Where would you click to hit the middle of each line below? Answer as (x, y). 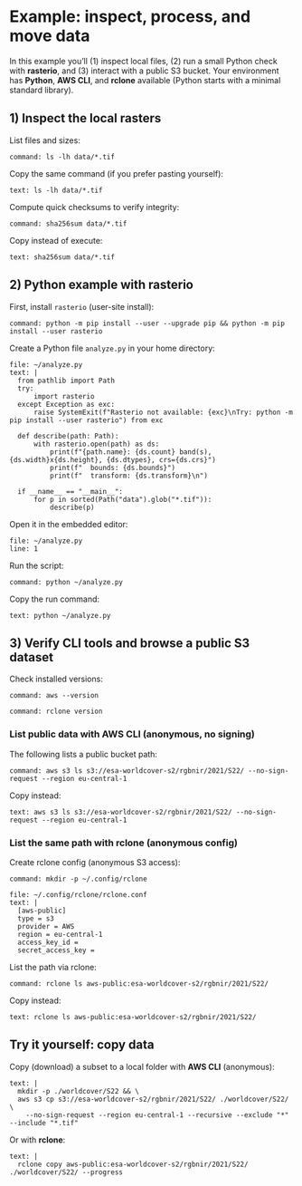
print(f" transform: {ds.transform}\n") (128, 476)
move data (50, 36)
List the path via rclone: (53, 967)
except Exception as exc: (66, 404)
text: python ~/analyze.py (60, 615)
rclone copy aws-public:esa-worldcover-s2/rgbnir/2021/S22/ (133, 1164)
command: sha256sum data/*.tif (68, 224)
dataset (32, 657)
